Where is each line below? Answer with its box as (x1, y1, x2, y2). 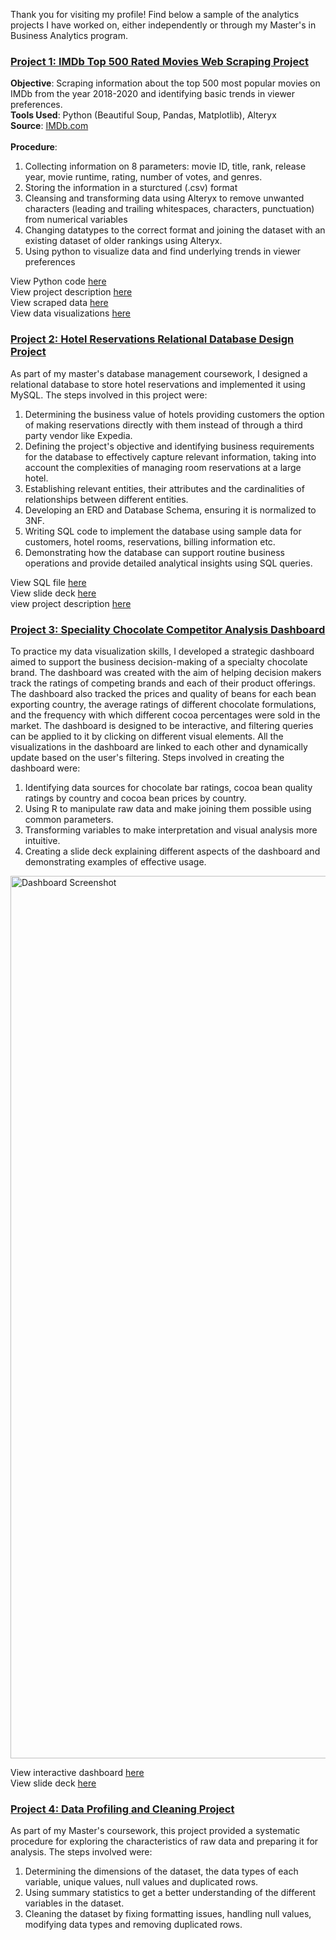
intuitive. (24, 834, 61, 846)
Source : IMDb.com (10, 120, 89, 132)
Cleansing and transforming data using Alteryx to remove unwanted (24, 192, 305, 204)
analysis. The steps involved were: (10, 1846, 153, 1858)
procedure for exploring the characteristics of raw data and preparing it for (10, 1835, 319, 1848)
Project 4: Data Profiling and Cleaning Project (10, 1802, 235, 1816)
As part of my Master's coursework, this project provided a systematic (10, 1825, 301, 1837)
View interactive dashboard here (10, 1766, 145, 1778)
